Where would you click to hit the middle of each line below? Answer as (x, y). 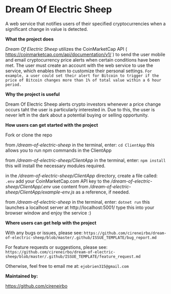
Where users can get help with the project (51, 223)
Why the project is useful (33, 94)
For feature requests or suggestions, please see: (56, 247)
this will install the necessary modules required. (56, 166)
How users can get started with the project (52, 125)
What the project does (29, 39)
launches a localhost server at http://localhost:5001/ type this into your (80, 207)
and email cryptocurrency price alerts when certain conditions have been (83, 60)
